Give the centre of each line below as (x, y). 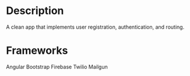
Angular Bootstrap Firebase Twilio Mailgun (57, 67)
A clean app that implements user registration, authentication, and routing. (95, 27)
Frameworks (37, 51)
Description (35, 11)
